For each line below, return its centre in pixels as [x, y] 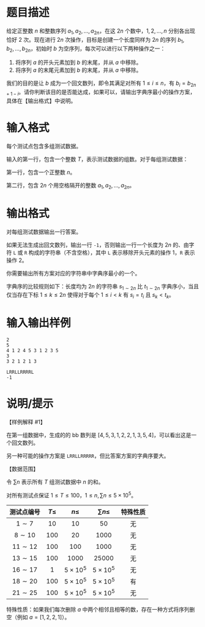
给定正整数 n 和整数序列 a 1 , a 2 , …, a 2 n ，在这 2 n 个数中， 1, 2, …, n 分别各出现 [101, 31]
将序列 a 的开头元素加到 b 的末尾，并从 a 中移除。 [78, 63]
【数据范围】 [22, 469]
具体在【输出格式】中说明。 [41, 101]
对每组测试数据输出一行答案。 [44, 232]
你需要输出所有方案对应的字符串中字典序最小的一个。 [73, 273]
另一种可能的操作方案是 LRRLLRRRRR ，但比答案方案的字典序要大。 [88, 456]
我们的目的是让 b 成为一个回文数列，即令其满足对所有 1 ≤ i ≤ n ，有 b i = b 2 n [101, 84]
